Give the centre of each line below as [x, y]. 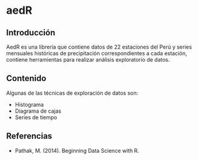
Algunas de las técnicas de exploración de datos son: [72, 93]
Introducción [31, 33]
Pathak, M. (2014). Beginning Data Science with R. [77, 150]
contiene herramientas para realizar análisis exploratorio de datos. [88, 60]
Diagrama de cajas [38, 111]
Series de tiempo [36, 117]
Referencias [29, 136]
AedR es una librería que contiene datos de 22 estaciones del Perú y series [99, 47]
